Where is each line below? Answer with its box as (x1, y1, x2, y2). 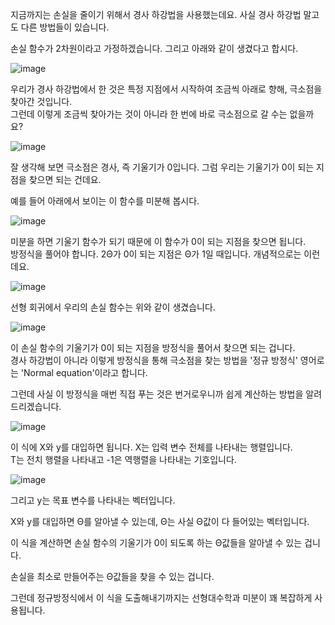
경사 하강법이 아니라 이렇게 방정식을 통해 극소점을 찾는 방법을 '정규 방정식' (10, 354, 298, 366)
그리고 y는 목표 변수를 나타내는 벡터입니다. (10, 494, 176, 506)
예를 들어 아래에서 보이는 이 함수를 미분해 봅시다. (10, 195, 200, 207)
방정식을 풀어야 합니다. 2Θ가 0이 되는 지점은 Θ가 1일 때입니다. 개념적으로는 (10, 248, 302, 260)
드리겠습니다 (10, 401, 60, 412)
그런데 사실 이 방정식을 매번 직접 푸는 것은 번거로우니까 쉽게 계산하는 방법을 (10, 388, 304, 400)
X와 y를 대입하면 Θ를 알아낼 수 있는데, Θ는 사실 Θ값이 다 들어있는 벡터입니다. (10, 516, 310, 527)
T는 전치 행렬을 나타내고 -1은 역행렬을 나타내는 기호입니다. (10, 454, 237, 465)
